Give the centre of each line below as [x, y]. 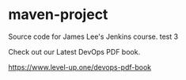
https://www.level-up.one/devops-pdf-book [80, 67]
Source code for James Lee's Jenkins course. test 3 [93, 36]
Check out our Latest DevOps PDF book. [74, 51]
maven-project [58, 15]
